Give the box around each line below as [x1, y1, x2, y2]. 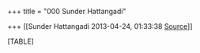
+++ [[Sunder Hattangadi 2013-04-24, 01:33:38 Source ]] [7, 22, 193, 30]
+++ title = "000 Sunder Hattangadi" [7, 7, 126, 16]
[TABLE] [7, 37, 35, 46]
